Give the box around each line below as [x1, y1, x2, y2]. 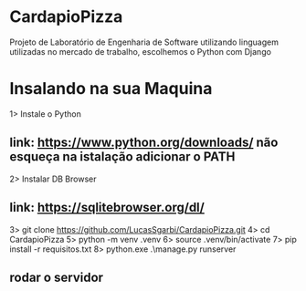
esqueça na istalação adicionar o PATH [9, 149, 236, 165]
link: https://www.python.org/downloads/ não [9, 135, 279, 151]
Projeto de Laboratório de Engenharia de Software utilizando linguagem [9, 36, 279, 47]
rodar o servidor [9, 269, 103, 285]
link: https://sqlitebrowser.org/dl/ [9, 200, 206, 215]
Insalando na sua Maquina [9, 78, 213, 99]
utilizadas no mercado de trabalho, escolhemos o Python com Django [9, 46, 272, 57]
